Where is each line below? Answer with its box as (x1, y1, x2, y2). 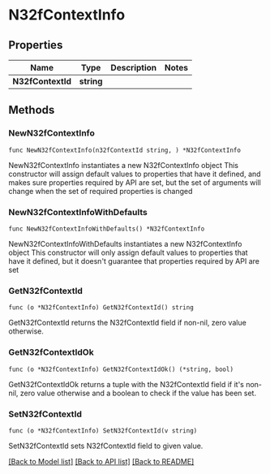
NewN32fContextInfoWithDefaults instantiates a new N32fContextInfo (8, 239, 242, 248)
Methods (8, 103, 55, 117)
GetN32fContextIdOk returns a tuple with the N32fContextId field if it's (8, 379, 245, 389)
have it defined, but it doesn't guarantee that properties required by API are (8, 256, 259, 265)
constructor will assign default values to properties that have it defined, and (8, 169, 261, 179)
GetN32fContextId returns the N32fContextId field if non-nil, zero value (8, 318, 247, 328)
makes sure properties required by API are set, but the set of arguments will (8, 177, 261, 187)
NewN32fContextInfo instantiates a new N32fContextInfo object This (8, 160, 239, 170)
